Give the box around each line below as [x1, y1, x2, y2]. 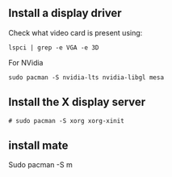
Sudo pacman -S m [8, 160, 73, 170]
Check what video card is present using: [8, 27, 143, 37]
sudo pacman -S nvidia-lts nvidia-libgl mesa [8, 73, 164, 82]
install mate [8, 139, 69, 153]
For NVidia [8, 57, 44, 67]
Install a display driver [8, 6, 123, 20]
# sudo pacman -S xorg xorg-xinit [8, 116, 125, 124]
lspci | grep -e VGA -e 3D [8, 44, 99, 52]
